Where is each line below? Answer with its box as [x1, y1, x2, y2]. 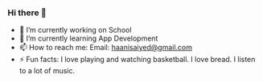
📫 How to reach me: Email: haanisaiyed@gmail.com [18, 43, 192, 53]
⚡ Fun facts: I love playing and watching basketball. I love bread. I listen [18, 55, 256, 64]
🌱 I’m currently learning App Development [18, 33, 158, 43]
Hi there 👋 [7, 7, 47, 18]
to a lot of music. [18, 66, 76, 76]
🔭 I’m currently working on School [18, 25, 132, 35]
